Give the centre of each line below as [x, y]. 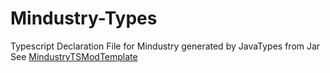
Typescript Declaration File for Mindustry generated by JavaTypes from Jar [165, 46]
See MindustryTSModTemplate [74, 56]
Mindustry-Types [84, 18]
